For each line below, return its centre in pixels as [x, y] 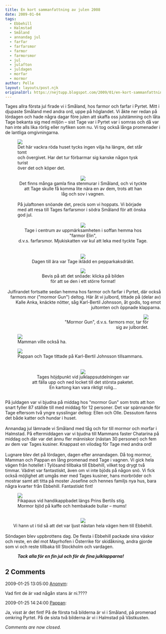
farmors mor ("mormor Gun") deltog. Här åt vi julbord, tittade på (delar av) [85, 297]
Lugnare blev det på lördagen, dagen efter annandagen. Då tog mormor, [79, 455]
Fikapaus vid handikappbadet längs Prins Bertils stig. [71, 501]
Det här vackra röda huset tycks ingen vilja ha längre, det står [80, 147]
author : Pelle [20, 83]
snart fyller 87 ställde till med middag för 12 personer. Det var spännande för [83, 407]
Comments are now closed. [33, 627]
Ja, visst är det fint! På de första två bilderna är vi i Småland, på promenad [81, 612]
